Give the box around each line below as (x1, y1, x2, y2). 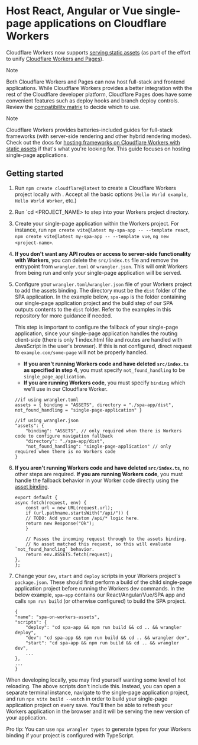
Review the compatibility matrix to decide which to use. (6, 103, 141, 110)
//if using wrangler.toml (14, 397, 79, 403)
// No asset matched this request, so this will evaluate (25, 541, 171, 547)
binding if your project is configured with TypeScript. (6, 731, 135, 738)
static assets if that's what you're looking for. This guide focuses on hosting (6, 145, 190, 152)
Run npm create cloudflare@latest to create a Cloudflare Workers (14, 184, 176, 191)
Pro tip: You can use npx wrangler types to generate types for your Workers (6, 725, 191, 733)
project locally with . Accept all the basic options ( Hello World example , (14, 191, 188, 198)
